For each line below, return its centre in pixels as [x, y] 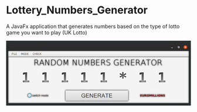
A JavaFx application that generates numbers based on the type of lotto [93, 26]
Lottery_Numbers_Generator [77, 10]
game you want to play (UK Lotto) [47, 32]
